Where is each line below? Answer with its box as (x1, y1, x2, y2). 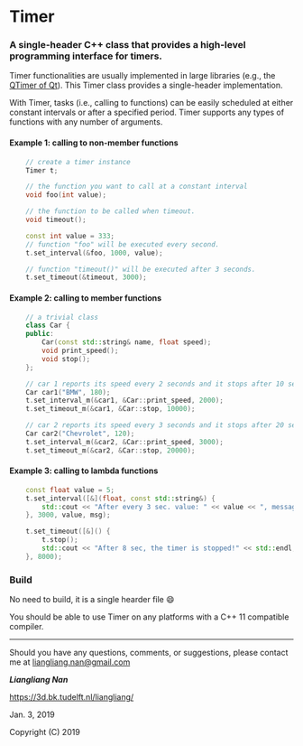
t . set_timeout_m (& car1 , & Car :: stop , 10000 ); (25, 405, 196, 414)
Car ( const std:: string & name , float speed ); (41, 338, 212, 347)
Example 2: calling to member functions (9, 292, 162, 303)
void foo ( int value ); (25, 191, 106, 200)
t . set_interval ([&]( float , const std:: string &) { (25, 494, 216, 503)
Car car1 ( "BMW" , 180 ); (25, 387, 111, 396)
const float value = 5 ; (25, 485, 115, 494)
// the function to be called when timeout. (25, 207, 196, 216)
